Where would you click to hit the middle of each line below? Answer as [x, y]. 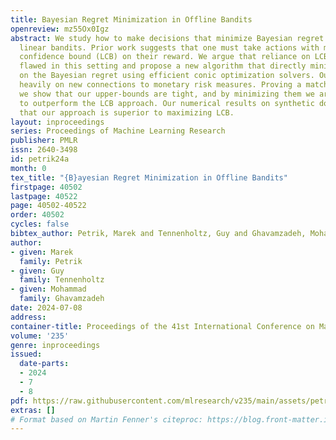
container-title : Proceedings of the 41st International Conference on [162, 326]
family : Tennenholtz [62, 280]
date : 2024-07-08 [46, 308]
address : [28, 317]
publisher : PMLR [44, 141]
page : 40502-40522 [48, 206]
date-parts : [44, 364]
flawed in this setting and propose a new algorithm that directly [163, 66]
